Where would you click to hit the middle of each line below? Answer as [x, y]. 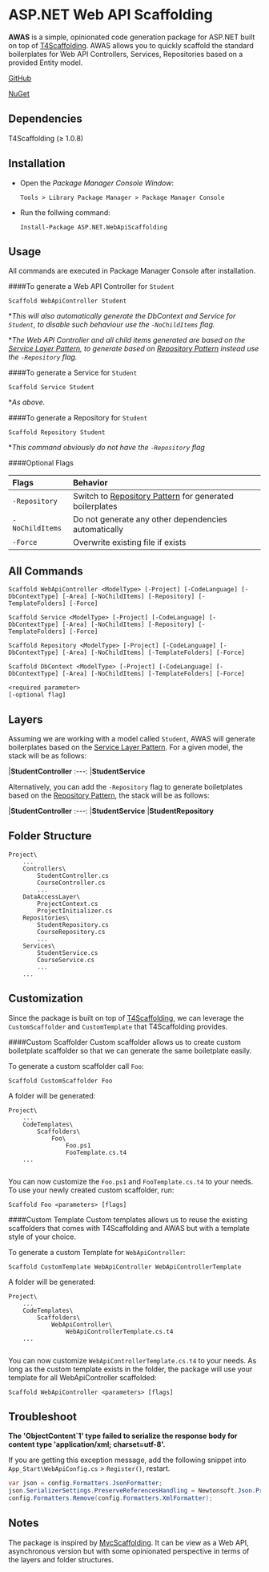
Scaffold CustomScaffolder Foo [60, 1081]
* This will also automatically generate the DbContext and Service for [122, 316]
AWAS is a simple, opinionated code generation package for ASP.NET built [132, 37]
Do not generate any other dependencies [151, 519]
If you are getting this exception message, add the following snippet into [127, 1460]
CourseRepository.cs [71, 932]
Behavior [90, 483]
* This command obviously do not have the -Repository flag [107, 448]
